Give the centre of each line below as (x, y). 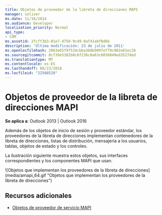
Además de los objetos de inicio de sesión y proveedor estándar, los (73, 130)
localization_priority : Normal (37, 28)
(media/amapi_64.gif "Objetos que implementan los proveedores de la (75, 175)
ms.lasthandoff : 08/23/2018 (34, 69)
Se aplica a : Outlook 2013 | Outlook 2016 (46, 121)
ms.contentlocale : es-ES (30, 64)
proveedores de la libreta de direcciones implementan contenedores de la (79, 136)
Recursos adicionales (38, 196)
